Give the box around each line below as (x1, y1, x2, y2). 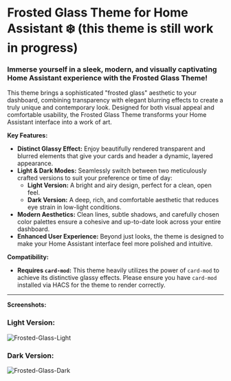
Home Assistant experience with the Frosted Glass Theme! (7, 74, 208, 83)
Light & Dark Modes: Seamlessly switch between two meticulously (16, 166, 208, 175)
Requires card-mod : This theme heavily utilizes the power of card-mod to (16, 266, 220, 274)
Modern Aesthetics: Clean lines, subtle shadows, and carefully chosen (16, 210, 219, 219)
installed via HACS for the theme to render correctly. (16, 281, 166, 290)
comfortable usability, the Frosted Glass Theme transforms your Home (7, 111, 207, 119)
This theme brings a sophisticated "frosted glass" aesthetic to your (7, 89, 197, 97)
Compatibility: (7, 253, 49, 261)
